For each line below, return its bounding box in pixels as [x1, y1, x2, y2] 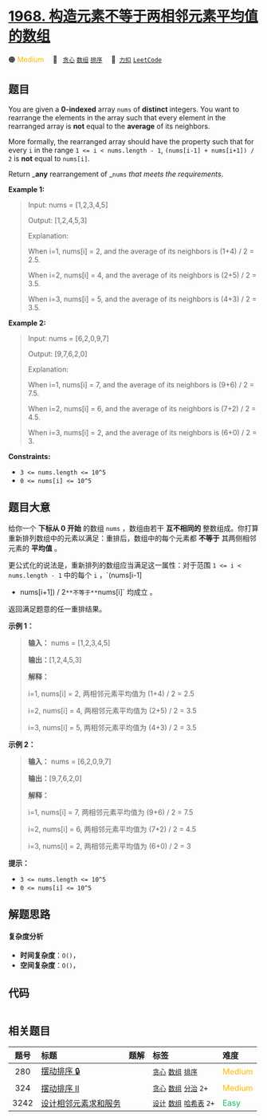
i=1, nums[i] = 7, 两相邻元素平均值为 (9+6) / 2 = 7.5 [27, 807, 194, 817]
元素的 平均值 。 [8, 543, 61, 552]
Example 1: [8, 184, 45, 194]
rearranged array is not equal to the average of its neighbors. [8, 121, 210, 131]
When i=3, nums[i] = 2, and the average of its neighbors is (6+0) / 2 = [27, 427, 257, 437]
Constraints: [8, 451, 51, 461]
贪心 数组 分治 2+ [152, 1083, 209, 1093]
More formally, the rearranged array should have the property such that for [8, 136, 254, 146]
